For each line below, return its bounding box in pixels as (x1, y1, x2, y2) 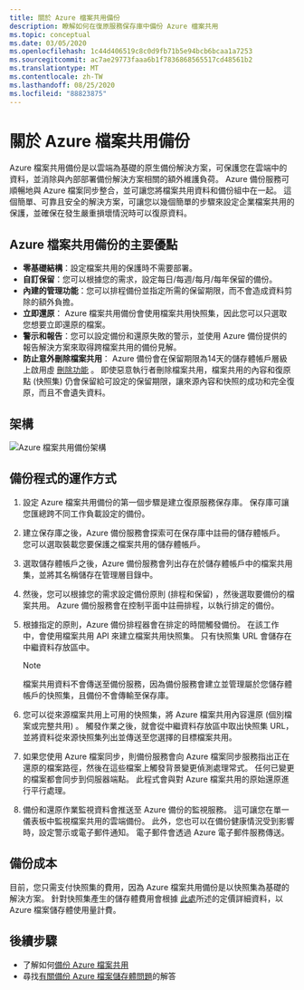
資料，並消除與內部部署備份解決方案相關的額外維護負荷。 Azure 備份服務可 (9, 174, 290, 185)
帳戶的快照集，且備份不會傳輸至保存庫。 (22, 689, 174, 700)
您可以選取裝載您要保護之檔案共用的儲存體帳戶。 (22, 538, 205, 549)
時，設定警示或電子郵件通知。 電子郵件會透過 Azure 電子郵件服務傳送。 (22, 826, 290, 838)
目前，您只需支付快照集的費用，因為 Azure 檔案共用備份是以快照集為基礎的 (9, 881, 290, 892)
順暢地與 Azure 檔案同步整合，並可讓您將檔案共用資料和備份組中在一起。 (9, 185, 282, 196)
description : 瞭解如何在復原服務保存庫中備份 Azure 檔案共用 (9, 22, 219, 31)
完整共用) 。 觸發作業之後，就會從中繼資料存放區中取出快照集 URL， (38, 720, 294, 731)
